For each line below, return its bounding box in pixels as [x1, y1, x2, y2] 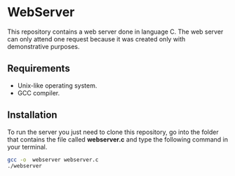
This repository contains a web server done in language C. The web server [7, 27, 224, 36]
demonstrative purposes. [7, 42, 80, 50]
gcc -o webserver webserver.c [7, 156, 99, 163]
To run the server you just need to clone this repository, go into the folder [7, 128, 219, 136]
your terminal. [7, 142, 48, 151]
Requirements [7, 62, 70, 74]
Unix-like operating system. [17, 81, 98, 90]
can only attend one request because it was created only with [7, 34, 186, 43]
